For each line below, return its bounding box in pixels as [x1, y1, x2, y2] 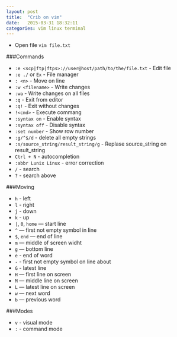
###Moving [6, 184, 34, 191]
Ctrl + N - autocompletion [14, 153, 80, 160]
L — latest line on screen [14, 284, 75, 291]
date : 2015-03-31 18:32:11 [6, 20, 78, 26]
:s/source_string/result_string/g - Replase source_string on [14, 140, 167, 147]
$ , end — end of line [14, 233, 63, 240]
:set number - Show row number [14, 128, 95, 135]
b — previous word [14, 296, 61, 303]
